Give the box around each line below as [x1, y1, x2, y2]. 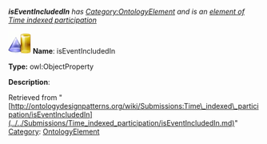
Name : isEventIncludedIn [32, 46, 116, 55]
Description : [8, 78, 50, 86]
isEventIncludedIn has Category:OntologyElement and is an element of [8, 7, 245, 16]
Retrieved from [8, 93, 58, 102]
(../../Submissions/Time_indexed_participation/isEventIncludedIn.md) [8, 118, 235, 127]
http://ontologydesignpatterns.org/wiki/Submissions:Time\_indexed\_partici [10, 102, 259, 110]
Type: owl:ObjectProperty [8, 62, 94, 71]
